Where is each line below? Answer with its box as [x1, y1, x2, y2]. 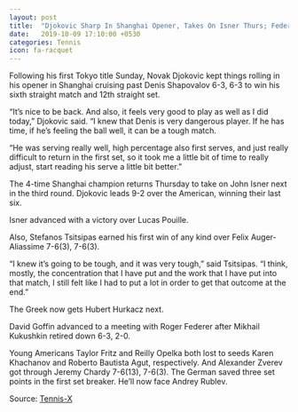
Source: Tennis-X [9, 393, 73, 404]
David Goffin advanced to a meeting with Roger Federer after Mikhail [9, 321, 260, 332]
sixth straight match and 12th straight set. [9, 90, 161, 100]
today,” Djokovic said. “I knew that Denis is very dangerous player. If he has [9, 116, 285, 127]
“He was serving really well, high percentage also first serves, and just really [9, 143, 289, 154]
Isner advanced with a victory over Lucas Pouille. [9, 215, 189, 226]
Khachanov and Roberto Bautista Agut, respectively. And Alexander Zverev [9, 357, 284, 368]
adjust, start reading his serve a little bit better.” [9, 162, 183, 172]
